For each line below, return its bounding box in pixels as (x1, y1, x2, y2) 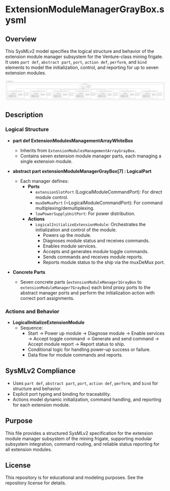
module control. (35, 194, 69, 200)
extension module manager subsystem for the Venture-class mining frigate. (5, 53, 163, 60)
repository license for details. (5, 480, 66, 486)
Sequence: (20, 324, 43, 331)
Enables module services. (43, 243, 97, 249)
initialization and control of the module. (35, 227, 117, 233)
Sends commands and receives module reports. (43, 254, 144, 260)
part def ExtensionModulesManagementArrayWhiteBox (12, 138, 133, 144)
